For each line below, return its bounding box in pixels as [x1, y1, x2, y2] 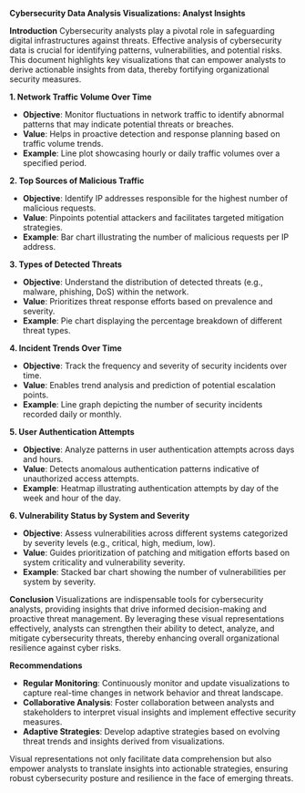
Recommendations [9, 660, 83, 671]
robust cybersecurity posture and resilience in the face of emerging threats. [9, 773, 294, 783]
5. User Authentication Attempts [9, 427, 135, 437]
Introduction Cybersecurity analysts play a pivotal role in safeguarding [9, 26, 275, 36]
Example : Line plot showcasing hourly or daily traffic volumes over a [22, 148, 280, 159]
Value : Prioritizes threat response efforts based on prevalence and [22, 296, 273, 306]
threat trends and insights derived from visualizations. [22, 736, 225, 747]
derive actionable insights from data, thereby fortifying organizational [9, 64, 269, 75]
